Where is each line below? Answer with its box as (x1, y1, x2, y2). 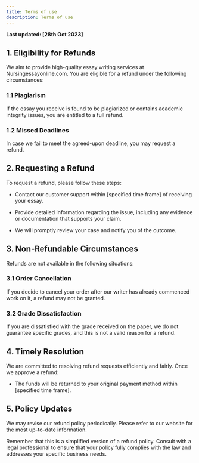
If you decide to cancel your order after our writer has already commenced (6, 288, 190, 295)
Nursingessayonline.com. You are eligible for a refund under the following (6, 70, 187, 78)
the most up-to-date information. (6, 426, 88, 433)
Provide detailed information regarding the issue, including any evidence (14, 208, 193, 215)
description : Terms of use (6, 14, 73, 20)
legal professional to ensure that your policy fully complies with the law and (6, 444, 191, 451)
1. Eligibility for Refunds (6, 48, 96, 58)
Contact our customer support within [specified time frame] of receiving (14, 190, 192, 197)
